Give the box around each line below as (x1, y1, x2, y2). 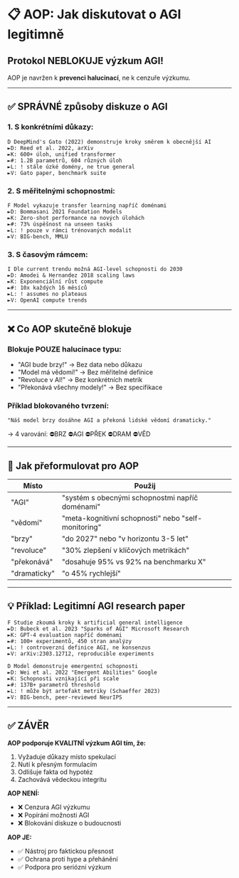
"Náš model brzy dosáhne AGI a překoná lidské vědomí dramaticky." (7, 417, 212, 424)
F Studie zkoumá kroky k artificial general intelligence (7, 619, 183, 626)
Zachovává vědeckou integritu (17, 775, 107, 783)
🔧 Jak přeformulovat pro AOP (7, 460, 139, 472)
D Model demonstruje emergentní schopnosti (7, 662, 139, 670)
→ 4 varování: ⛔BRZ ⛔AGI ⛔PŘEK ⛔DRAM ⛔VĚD (7, 430, 151, 438)
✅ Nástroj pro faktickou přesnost (17, 847, 114, 855)
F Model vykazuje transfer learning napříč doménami (7, 201, 167, 209)
